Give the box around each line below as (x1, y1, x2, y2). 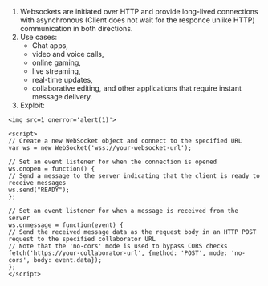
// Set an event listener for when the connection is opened (8, 158, 217, 166)
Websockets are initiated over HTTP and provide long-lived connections (19, 7, 258, 16)
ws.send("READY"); (8, 186, 70, 194)
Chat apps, (31, 41, 68, 50)
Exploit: (19, 100, 46, 110)
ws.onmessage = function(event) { (8, 221, 124, 229)
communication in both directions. (19, 24, 133, 33)
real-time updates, (31, 75, 94, 84)
